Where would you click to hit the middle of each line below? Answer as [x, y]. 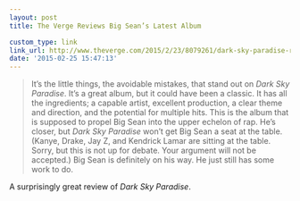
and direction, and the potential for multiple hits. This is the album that [160, 113]
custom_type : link [43, 42]
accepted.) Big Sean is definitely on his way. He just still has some [153, 160]
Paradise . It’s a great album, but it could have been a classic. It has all [159, 94]
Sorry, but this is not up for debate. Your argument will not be [144, 151]
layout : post [33, 17]
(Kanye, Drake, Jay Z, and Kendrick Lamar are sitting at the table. [151, 141]
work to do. [52, 170]
